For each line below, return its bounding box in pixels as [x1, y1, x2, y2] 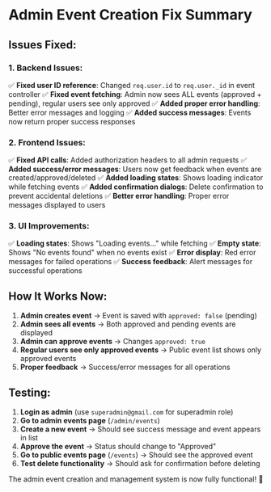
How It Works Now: [8, 289, 108, 303]
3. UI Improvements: [8, 221, 90, 232]
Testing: [8, 385, 51, 399]
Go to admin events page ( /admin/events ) [19, 416, 160, 426]
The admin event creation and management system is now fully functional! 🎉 [8, 474, 264, 484]
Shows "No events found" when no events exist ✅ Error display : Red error [8, 248, 256, 258]
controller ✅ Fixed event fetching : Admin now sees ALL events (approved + [8, 89, 262, 99]
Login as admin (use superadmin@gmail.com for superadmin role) [19, 407, 234, 417]
